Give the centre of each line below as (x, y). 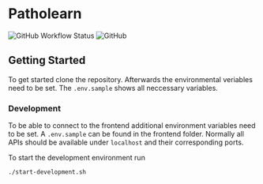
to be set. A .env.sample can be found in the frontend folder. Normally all (126, 134)
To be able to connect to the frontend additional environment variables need (132, 126)
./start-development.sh (47, 172)
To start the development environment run (77, 158)
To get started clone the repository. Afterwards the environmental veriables (130, 79)
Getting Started (47, 60)
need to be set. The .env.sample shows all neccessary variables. (113, 88)
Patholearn (45, 14)
